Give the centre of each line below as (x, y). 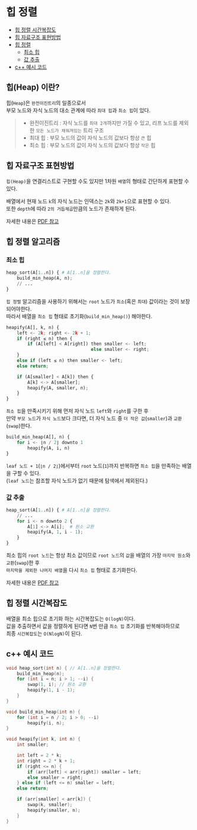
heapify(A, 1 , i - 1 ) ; (55, 532)
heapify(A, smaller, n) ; (58, 388)
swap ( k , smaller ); (50, 805)
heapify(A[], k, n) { (33, 327)
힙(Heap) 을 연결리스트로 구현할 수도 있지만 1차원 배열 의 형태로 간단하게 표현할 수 (98, 181)
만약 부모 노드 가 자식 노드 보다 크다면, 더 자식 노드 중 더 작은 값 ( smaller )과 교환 (94, 419)
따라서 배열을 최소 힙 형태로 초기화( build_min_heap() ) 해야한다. (79, 316)
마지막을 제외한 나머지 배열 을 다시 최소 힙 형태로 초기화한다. (72, 570)
